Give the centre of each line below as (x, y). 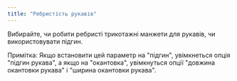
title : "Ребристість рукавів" (52, 14)
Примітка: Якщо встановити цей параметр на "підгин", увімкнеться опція (119, 55)
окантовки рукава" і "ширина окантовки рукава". (82, 70)
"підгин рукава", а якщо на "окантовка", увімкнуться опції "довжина (111, 62)
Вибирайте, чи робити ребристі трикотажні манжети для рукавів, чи (111, 34)
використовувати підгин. (45, 41)
